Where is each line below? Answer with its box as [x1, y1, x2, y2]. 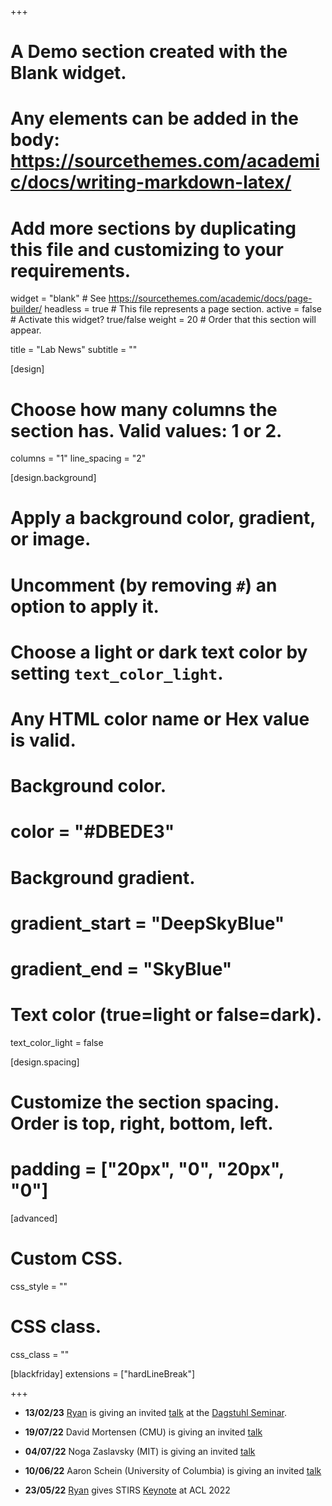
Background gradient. [10, 866, 196, 889]
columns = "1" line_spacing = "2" [10, 452, 147, 465]
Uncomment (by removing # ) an [10, 574, 278, 596]
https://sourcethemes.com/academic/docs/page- [108, 292, 313, 305]
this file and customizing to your [10, 238, 284, 261]
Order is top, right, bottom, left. [10, 1112, 274, 1135]
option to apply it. [10, 595, 160, 618]
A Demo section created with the [10, 41, 288, 63]
